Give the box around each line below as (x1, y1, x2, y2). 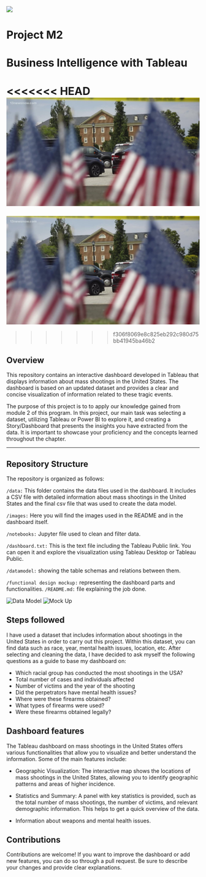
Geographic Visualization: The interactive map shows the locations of (15, 767, 191, 775)
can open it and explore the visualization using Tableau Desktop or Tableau (6, 549, 196, 556)
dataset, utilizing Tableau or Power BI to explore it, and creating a (6, 416, 171, 423)
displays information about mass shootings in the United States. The (6, 378, 179, 385)
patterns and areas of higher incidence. (15, 780, 115, 788)
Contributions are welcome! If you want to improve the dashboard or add (6, 851, 190, 858)
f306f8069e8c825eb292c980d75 (113, 331, 199, 338)
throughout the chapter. (6, 435, 66, 442)
